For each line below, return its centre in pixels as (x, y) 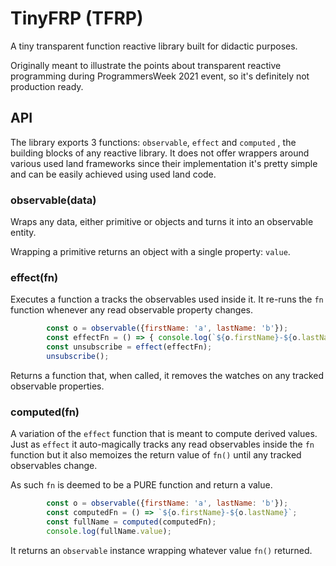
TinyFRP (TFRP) (77, 18)
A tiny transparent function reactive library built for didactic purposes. (154, 46)
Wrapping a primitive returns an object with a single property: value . (150, 252)
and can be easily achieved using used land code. (113, 174)
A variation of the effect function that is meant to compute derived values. (164, 434)
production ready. (47, 86)
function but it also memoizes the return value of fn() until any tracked (156, 455)
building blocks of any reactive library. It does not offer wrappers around (160, 153)
